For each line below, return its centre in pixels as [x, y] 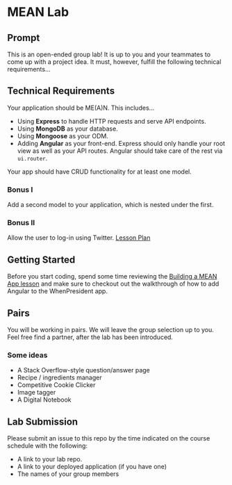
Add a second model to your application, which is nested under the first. [110, 205]
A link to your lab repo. [50, 459]
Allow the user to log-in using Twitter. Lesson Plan [79, 238]
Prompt [24, 38]
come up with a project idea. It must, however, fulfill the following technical [114, 62]
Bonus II [21, 223]
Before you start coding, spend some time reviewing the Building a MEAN [112, 277]
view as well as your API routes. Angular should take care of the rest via [120, 151]
